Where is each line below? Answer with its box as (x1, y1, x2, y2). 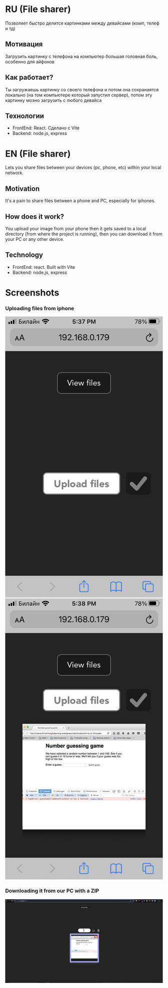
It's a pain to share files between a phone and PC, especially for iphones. (5, 198, 156, 204)
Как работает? (5, 73, 53, 82)
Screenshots (5, 287, 59, 298)
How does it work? (5, 212, 64, 221)
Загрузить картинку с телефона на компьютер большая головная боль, (5, 53, 158, 59)
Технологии (5, 111, 44, 120)
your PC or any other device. (5, 236, 64, 242)
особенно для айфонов (5, 59, 55, 65)
